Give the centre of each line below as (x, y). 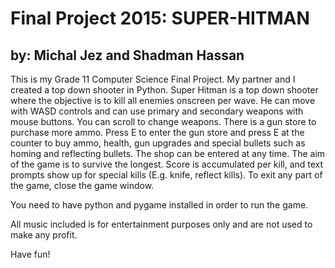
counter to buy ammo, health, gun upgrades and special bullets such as (158, 143)
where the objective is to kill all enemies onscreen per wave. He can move (163, 100)
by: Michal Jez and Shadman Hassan (127, 55)
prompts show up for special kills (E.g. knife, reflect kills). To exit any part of (166, 175)
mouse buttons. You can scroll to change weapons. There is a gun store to (163, 121)
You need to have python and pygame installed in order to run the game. (159, 205)
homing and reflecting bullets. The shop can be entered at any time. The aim (168, 153)
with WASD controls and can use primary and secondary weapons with (157, 111)
